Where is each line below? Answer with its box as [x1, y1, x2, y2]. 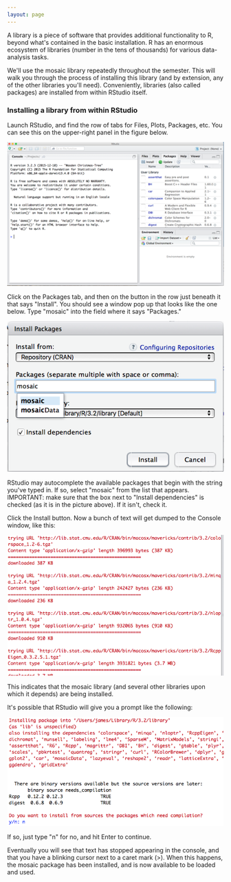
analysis [7, 52, 31, 61]
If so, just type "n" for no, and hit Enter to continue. [7, 832, 152, 841]
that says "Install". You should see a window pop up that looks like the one [7, 300, 218, 308]
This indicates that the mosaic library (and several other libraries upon [7, 682, 206, 691]
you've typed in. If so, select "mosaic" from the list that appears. [7, 485, 190, 494]
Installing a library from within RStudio [7, 105, 138, 115]
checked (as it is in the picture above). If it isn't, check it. [7, 500, 167, 509]
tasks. [32, 52, 49, 61]
